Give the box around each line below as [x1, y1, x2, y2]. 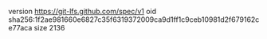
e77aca [8, 23, 33, 32]
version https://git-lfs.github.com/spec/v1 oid [8, 7, 157, 16]
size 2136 [33, 23, 65, 32]
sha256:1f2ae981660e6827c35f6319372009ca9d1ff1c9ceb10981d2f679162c [8, 15, 260, 24]
